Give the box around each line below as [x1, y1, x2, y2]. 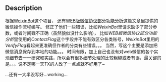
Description [5, 4, 42, 12]
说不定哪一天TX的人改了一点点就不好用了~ [18, 61, 105, 67]
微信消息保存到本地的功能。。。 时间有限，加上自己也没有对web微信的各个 [5, 48, 154, 54]
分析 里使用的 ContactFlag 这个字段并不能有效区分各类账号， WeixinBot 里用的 [5, 36, 160, 42]
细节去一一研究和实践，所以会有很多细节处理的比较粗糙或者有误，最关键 [9, 54, 157, 61]
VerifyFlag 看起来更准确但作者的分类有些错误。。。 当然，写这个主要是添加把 [5, 42, 158, 48]
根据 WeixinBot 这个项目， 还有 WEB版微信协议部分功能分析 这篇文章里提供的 [5, 17, 159, 24]
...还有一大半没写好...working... [5, 71, 68, 77]
